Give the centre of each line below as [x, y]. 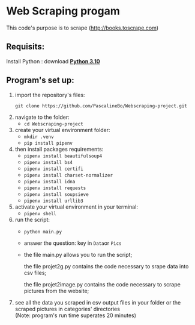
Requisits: [25, 47]
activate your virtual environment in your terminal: [76, 207]
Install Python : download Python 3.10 [53, 61]
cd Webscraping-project [54, 124]
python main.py [43, 232]
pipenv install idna [49, 181]
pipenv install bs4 [48, 162]
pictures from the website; [56, 291]
